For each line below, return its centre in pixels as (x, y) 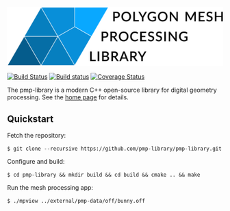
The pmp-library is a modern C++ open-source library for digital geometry (112, 90)
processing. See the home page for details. (68, 97)
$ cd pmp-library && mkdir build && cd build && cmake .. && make (104, 175)
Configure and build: (36, 162)
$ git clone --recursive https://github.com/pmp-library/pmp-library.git (115, 149)
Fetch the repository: (37, 136)
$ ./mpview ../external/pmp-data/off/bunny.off (76, 201)
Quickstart (30, 119)
